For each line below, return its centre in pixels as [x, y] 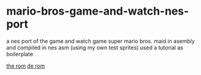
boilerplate [20, 54]
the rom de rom [26, 66]
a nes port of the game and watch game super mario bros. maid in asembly [100, 41]
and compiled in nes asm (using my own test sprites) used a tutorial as [95, 48]
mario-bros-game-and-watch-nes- [98, 11]
